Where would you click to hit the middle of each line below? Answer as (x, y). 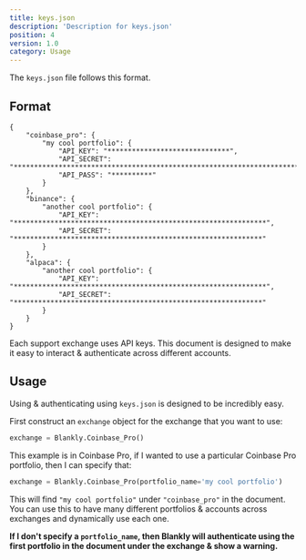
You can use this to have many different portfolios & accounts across (138, 509)
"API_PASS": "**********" (107, 175)
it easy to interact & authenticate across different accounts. (121, 352)
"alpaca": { (48, 262)
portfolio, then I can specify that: (71, 464)
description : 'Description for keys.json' (91, 26)
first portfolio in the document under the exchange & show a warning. (144, 545)
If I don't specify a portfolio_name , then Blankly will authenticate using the (152, 536)
